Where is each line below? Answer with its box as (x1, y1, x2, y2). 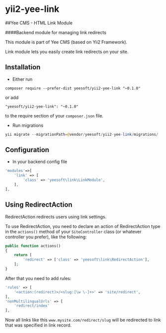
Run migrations (12, 122, 44, 128)
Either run (12, 76, 33, 82)
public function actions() (5, 243, 61, 248)
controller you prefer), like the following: (5, 234, 87, 240)
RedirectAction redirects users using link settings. (5, 214, 107, 220)
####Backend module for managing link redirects (5, 29, 107, 35)
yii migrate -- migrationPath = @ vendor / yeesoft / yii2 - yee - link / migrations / (5, 132, 159, 137)
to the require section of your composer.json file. (5, 112, 104, 118)
